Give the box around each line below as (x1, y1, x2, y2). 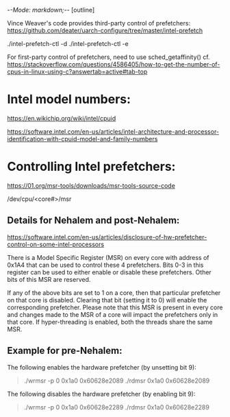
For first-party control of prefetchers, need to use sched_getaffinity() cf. (7, 53, 210, 61)
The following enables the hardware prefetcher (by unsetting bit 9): (7, 363, 196, 371)
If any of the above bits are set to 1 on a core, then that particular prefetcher (7, 288, 221, 297)
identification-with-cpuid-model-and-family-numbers (7, 134, 158, 143)
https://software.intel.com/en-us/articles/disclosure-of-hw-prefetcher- (7, 233, 207, 241)
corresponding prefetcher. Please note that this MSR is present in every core (7, 303, 223, 311)
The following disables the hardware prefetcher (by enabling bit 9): (7, 390, 196, 398)
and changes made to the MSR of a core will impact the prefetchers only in (7, 310, 218, 318)
